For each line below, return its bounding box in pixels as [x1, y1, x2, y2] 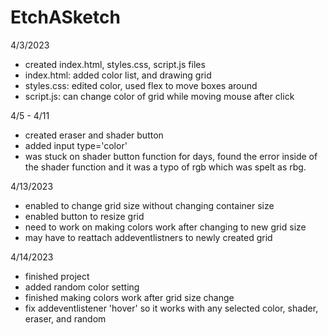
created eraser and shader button [24, 129, 164, 141]
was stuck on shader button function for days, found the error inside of [24, 150, 318, 162]
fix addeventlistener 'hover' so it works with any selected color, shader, [24, 302, 319, 314]
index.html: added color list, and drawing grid [24, 69, 212, 81]
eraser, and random [24, 312, 107, 325]
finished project [24, 270, 90, 282]
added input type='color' [24, 139, 128, 151]
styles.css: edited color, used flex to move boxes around [24, 79, 258, 91]
